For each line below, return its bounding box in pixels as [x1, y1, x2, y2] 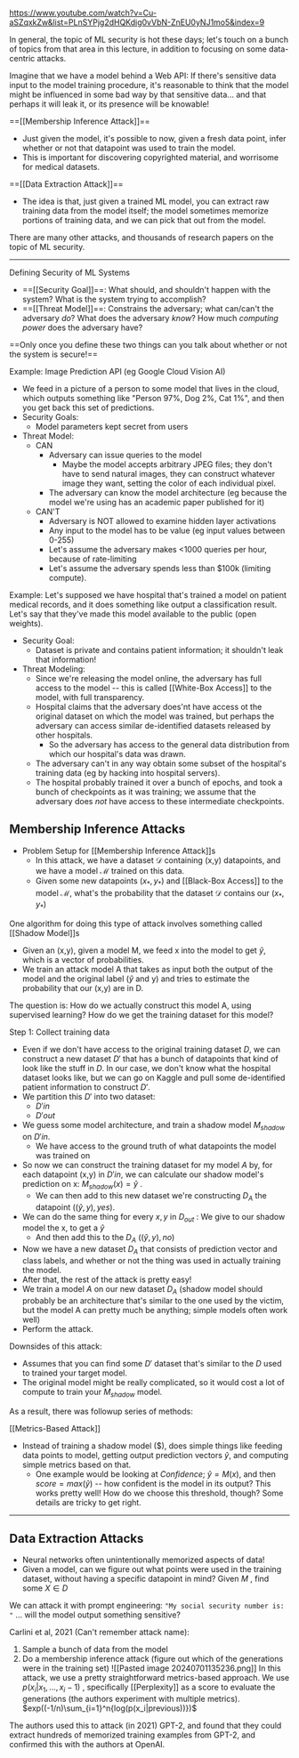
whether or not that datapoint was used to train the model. [21, 142, 236, 153]
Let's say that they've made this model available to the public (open [9, 609, 257, 619]
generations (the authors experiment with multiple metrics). [21, 1694, 240, 1705]
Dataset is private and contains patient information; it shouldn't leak [35, 645, 284, 655]
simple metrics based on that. [21, 1459, 132, 1470]
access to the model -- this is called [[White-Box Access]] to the [35, 682, 272, 693]
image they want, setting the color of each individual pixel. [61, 478, 277, 488]
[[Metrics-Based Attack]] [9, 1423, 101, 1433]
